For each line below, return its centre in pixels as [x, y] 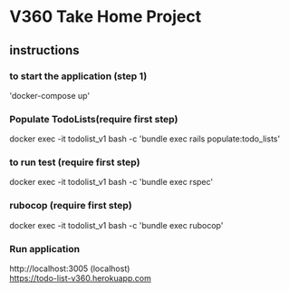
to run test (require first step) [75, 162]
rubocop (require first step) [71, 206]
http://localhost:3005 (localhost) [70, 268]
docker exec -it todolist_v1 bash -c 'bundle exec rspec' [111, 182]
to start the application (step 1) [78, 76]
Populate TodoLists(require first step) [94, 119]
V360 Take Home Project [106, 17]
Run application [44, 248]
